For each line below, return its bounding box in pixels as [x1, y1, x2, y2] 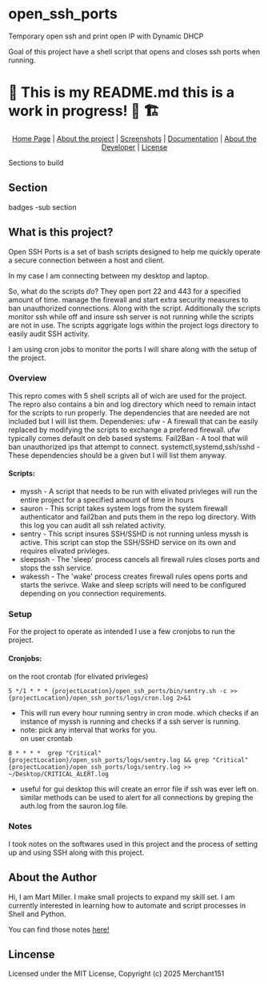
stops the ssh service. [19, 563, 94, 572]
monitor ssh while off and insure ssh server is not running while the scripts [8, 311, 254, 321]
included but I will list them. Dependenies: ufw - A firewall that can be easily [8, 416, 258, 426]
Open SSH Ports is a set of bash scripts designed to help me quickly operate [8, 246, 261, 256]
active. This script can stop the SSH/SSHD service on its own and [19, 538, 237, 547]
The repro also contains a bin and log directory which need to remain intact [8, 399, 256, 409]
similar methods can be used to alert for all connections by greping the [19, 792, 254, 802]
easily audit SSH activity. [8, 329, 90, 339]
